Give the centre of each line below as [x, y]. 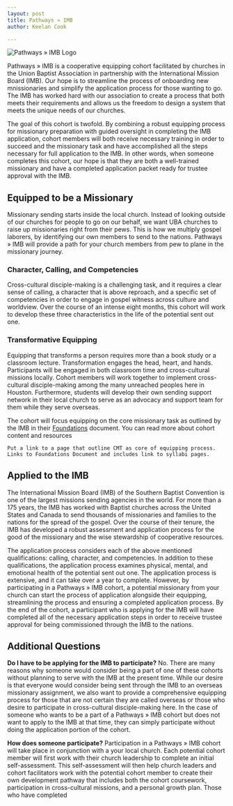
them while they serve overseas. [54, 407]
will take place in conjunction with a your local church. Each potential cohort [116, 751]
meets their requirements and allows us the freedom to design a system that [116, 103]
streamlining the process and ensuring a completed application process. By [115, 602]
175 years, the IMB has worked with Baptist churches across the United [109, 507]
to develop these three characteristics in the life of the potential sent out [111, 314]
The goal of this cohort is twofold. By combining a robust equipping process [116, 124]
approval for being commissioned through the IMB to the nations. [101, 624]
